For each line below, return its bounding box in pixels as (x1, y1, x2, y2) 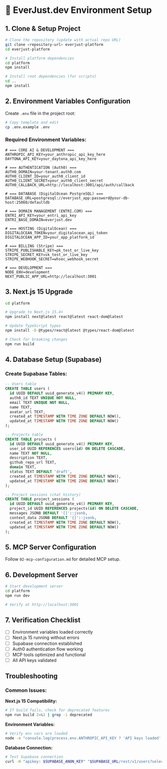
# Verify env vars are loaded (5, 731, 68, 736)
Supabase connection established (12, 640, 83, 646)
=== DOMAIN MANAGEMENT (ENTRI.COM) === (9, 209, 92, 214)
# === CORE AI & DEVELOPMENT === (5, 147, 75, 152)
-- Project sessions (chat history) (5, 492, 81, 497)
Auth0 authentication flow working (12, 646, 83, 652)
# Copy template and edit (5, 120, 59, 125)
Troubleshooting (5, 672, 58, 680)
